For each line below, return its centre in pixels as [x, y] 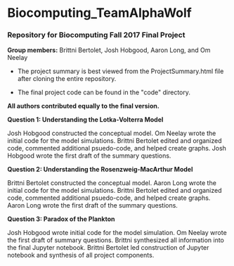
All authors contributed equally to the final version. [83, 106]
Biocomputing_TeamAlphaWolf [99, 13]
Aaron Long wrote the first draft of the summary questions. [92, 205]
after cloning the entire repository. [67, 79]
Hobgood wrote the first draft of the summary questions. [89, 156]
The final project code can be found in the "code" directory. [104, 92]
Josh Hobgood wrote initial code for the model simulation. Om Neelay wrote [117, 233]
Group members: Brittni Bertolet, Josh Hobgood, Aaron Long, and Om [109, 50]
